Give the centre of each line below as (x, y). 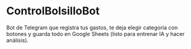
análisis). (18, 40)
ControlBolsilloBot (53, 11)
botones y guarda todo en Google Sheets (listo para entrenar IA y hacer (95, 33)
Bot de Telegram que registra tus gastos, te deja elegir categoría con (92, 27)
